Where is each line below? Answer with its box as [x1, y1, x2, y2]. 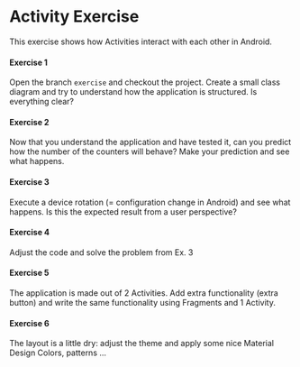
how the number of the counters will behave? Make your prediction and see [9, 146, 290, 157]
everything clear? [9, 96, 75, 107]
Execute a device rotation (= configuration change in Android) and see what [9, 197, 291, 207]
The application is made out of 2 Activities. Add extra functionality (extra [9, 287, 279, 298]
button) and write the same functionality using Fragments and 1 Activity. [9, 297, 277, 307]
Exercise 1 [9, 57, 48, 68]
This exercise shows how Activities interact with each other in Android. [9, 36, 273, 47]
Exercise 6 [9, 317, 50, 328]
